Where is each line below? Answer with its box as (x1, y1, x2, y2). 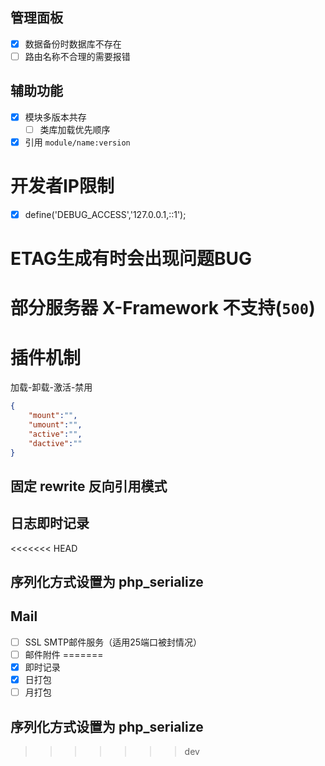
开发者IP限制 (10, 175, 115, 198)
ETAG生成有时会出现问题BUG (10, 248, 252, 270)
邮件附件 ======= (24, 648, 104, 660)
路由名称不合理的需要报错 (24, 50, 131, 62)
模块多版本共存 (24, 111, 87, 123)
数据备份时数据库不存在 (24, 38, 122, 50)
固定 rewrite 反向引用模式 (10, 478, 168, 495)
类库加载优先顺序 (39, 123, 111, 135)
